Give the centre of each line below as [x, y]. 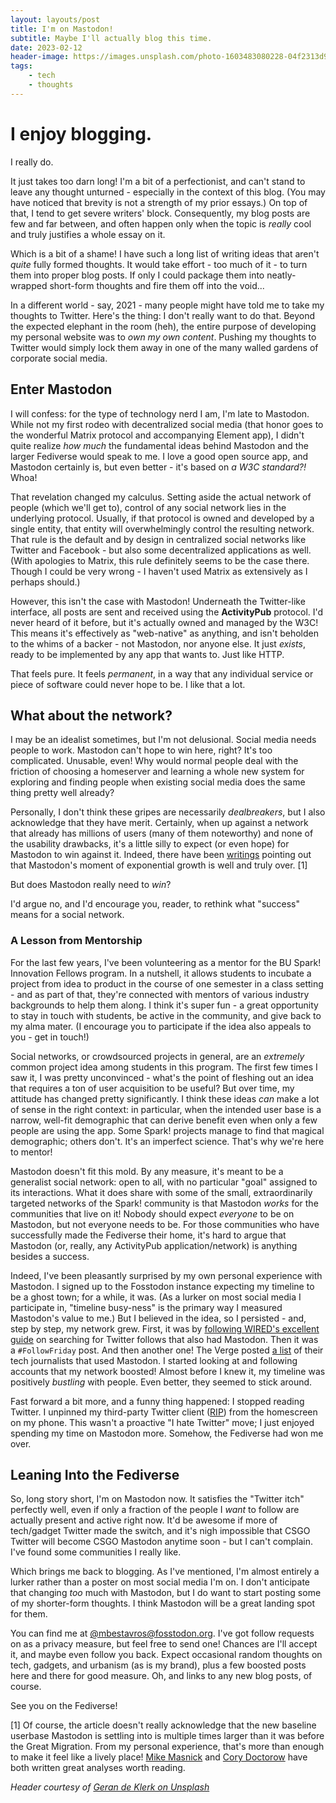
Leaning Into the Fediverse [95, 1475]
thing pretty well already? [62, 793]
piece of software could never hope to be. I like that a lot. [128, 684]
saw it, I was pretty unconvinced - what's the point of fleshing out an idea [162, 1077]
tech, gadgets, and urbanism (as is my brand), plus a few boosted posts [158, 1665]
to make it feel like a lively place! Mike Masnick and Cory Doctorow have [159, 1757]
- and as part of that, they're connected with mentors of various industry [160, 994]
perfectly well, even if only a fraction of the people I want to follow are [155, 1510]
